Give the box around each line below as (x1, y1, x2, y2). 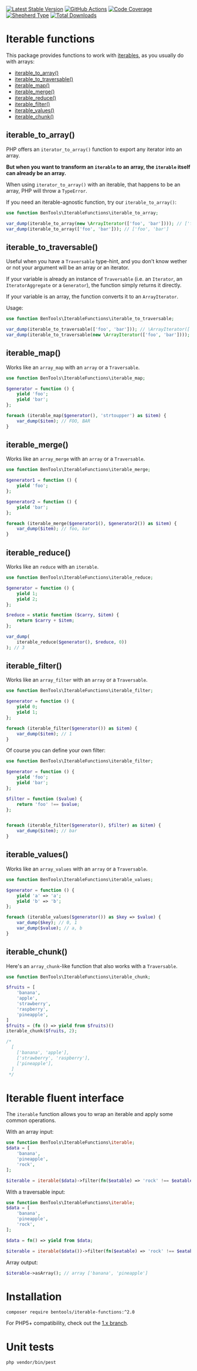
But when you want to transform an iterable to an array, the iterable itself (6, 163, 191, 170)
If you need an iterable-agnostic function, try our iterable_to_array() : (6, 199, 177, 206)
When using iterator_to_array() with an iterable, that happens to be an (6, 181, 181, 188)
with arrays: (6, 58, 35, 65)
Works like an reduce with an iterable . (6, 563, 99, 570)
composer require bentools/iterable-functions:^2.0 (6, 1309, 135, 1315)
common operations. (6, 1117, 56, 1124)
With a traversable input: (6, 1188, 66, 1195)
